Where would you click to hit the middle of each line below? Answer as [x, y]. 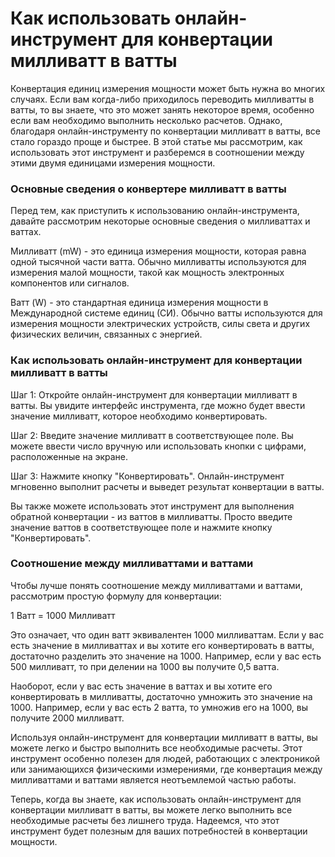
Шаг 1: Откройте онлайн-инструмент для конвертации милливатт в [154, 394]
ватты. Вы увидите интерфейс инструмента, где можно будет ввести [158, 405]
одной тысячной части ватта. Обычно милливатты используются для [158, 262]
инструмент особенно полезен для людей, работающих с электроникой [165, 758]
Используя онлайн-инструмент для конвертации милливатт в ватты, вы [164, 737]
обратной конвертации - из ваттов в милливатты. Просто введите [151, 516]
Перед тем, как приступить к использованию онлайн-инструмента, [155, 211]
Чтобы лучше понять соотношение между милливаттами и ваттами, [156, 585]
